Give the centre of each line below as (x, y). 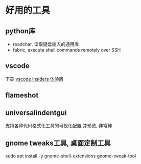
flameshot (22, 95)
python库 (20, 31)
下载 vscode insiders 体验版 (34, 79)
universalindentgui (36, 113)
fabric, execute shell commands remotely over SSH (67, 50)
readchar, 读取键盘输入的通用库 (46, 44)
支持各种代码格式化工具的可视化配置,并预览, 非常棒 (59, 126)
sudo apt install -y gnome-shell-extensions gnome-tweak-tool (71, 156)
